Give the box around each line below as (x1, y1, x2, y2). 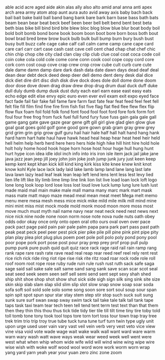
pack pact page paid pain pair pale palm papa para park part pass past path (5, 224, 160, 229)
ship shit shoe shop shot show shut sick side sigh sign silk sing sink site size (5, 276, 160, 282)
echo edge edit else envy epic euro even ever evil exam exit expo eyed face (5, 93, 159, 99)
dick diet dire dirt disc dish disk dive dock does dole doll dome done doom (5, 77, 157, 83)
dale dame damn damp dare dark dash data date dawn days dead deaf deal (5, 67, 159, 73)
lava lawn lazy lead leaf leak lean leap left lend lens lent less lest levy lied (5, 172, 154, 177)
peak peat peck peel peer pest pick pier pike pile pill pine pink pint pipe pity (5, 229, 159, 235)
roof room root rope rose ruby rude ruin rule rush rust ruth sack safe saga (5, 261, 155, 266)
